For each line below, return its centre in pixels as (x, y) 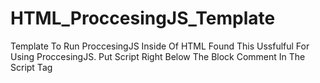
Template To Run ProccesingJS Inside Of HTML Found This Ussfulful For (160, 46)
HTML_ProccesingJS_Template (143, 18)
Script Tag (31, 67)
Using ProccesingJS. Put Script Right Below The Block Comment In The (158, 56)
